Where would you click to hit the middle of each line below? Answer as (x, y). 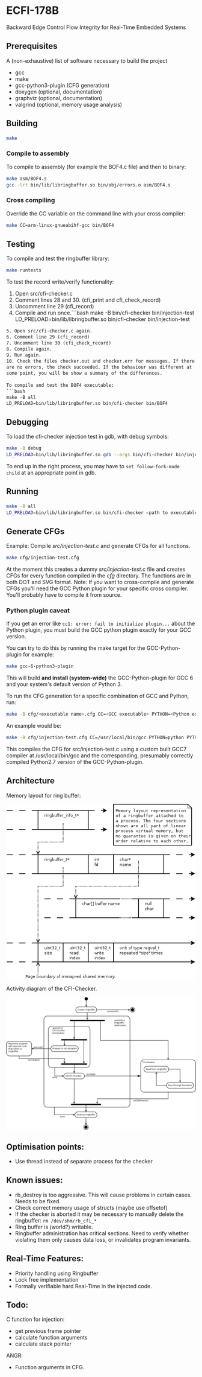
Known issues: (35, 1180)
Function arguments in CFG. (50, 1367)
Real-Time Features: (45, 1259)
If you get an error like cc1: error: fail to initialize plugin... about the (101, 624)
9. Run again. (24, 355)
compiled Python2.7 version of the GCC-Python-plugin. (75, 762)
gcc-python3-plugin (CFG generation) (62, 85)
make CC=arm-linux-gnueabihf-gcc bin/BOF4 (60, 225)
